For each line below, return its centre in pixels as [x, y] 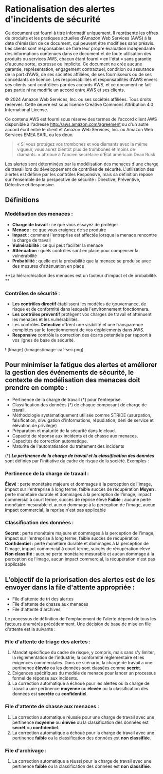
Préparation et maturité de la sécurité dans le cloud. [64, 431]
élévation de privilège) [35, 425]
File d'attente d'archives [36, 609]
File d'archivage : [26, 751]
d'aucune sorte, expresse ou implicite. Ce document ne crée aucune [74, 64]
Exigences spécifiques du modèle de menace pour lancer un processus [84, 673]
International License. [27, 109]
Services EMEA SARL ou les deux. [39, 135]
